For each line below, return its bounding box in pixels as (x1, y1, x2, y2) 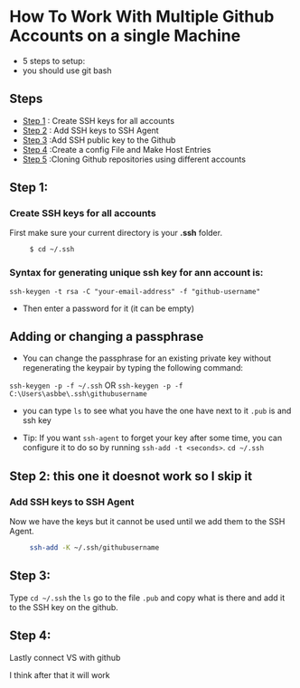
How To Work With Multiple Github (9, 6, 275, 27)
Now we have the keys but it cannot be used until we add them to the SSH (9, 516, 286, 527)
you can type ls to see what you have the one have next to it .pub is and (22, 405, 292, 417)
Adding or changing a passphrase (9, 329, 204, 344)
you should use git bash (22, 65, 112, 76)
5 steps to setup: (22, 55, 86, 66)
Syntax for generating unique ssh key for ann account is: (9, 267, 264, 279)
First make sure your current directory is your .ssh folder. (9, 228, 223, 239)
